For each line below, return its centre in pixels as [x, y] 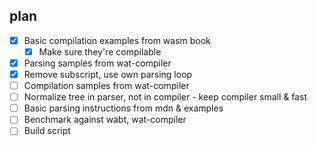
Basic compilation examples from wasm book [117, 40]
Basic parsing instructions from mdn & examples [123, 108]
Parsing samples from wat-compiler [97, 63]
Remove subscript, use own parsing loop [108, 74]
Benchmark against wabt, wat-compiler [105, 120]
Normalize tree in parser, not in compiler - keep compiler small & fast [165, 97]
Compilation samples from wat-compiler [106, 86]
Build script [47, 131]
